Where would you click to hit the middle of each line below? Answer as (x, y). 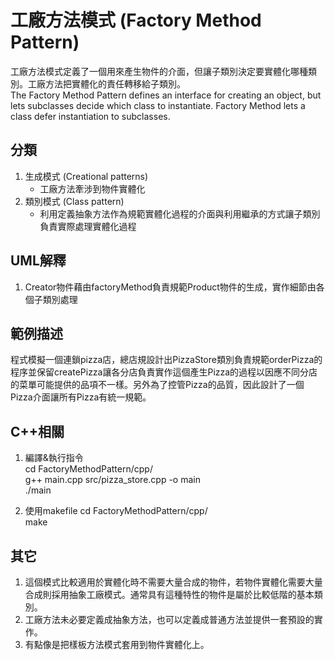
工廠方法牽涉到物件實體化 (92, 188)
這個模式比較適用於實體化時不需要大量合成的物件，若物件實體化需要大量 (173, 582)
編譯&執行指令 (54, 458)
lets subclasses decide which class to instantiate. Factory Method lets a (158, 105)
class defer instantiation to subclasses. (90, 116)
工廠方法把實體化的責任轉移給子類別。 (106, 83)
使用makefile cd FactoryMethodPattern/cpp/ (116, 511)
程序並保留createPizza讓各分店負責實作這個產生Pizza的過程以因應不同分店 (164, 372)
